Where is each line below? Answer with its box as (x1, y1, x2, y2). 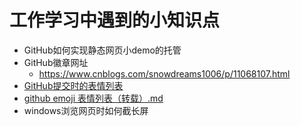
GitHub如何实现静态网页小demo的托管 (23, 44, 182, 56)
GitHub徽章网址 (23, 56, 89, 68)
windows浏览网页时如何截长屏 (23, 104, 149, 116)
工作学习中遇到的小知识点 (9, 9, 221, 32)
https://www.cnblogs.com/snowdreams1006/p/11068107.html (38, 67, 291, 80)
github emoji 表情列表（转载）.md (23, 92, 164, 104)
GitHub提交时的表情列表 (23, 79, 124, 91)
